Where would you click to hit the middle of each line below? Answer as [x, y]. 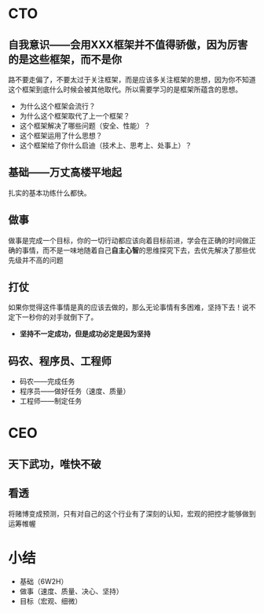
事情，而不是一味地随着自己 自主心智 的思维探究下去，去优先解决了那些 [135, 250]
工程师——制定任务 [51, 401]
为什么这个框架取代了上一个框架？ [75, 116]
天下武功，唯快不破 [55, 464]
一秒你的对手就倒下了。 [60, 317]
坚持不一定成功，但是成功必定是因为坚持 [85, 334]
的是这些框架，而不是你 [65, 59]
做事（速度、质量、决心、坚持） [71, 591]
